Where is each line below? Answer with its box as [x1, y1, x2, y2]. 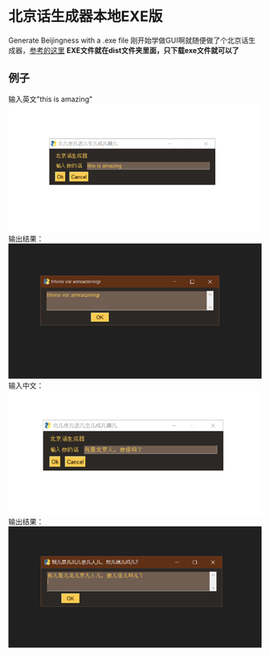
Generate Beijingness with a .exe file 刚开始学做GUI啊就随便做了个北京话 [8, 35, 249, 45]
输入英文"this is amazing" [8, 94, 93, 104]
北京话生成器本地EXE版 [8, 7, 163, 26]
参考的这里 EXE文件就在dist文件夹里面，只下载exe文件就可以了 [29, 45, 239, 55]
